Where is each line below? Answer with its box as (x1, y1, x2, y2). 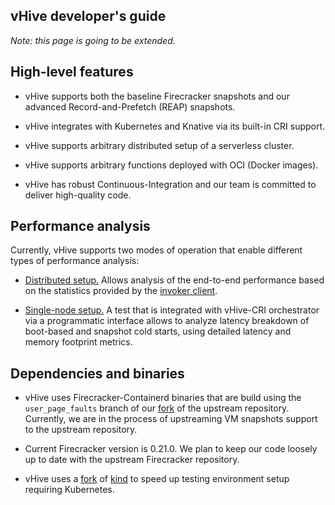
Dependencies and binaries (10, 365, 185, 382)
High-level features (10, 64, 134, 81)
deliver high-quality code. (24, 189, 132, 201)
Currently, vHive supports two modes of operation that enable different (10, 244, 303, 256)
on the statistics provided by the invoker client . (24, 285, 218, 297)
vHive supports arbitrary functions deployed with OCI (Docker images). (24, 159, 319, 171)
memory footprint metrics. (24, 336, 133, 348)
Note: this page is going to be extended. (10, 34, 176, 46)
